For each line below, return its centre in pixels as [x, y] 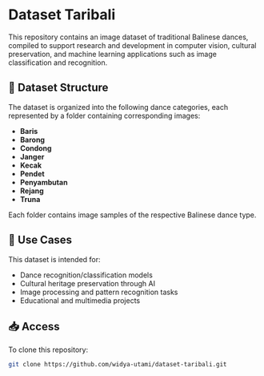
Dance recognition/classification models [86, 275]
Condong [36, 148]
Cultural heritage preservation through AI [88, 283]
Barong [32, 139]
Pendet [32, 173]
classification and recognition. [58, 63]
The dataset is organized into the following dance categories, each [118, 107]
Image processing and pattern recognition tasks [99, 292]
